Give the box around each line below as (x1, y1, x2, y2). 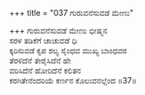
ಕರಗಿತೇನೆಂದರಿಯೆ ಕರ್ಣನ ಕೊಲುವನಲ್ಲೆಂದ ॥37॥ (9, 75, 137, 85)
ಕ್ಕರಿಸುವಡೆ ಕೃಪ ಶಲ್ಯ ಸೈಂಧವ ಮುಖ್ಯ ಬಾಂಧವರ (9, 45, 127, 56)
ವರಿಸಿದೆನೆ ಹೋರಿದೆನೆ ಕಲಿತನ (9, 66, 82, 75)
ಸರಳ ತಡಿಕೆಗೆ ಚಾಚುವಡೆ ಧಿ (9, 36, 77, 45)
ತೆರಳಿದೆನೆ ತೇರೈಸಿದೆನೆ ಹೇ (9, 55, 71, 66)
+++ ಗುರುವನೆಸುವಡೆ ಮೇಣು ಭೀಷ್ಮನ (9, 26, 109, 36)
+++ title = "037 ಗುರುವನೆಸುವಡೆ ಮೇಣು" (9, 8, 134, 18)
